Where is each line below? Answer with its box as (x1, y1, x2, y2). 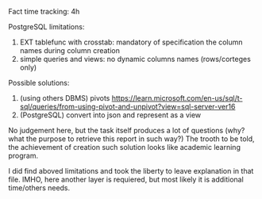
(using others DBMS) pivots (19, 94, 110, 102)
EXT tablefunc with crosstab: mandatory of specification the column (19, 37, 244, 47)
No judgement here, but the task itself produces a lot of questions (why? (8, 126, 245, 135)
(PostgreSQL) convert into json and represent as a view (19, 110, 202, 120)
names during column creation (19, 46, 121, 55)
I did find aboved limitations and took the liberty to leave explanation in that (8, 166, 254, 175)
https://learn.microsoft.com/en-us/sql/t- (111, 94, 243, 102)
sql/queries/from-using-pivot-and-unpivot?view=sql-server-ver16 (19, 102, 236, 111)
